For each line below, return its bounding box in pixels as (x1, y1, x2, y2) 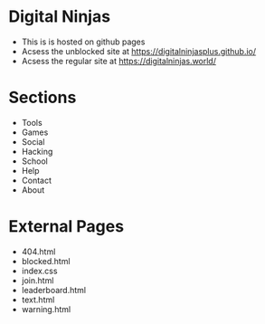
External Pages (8, 216, 124, 237)
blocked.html (21, 255, 71, 266)
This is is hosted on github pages (21, 36, 146, 47)
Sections (8, 88, 77, 108)
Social (21, 136, 45, 147)
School (21, 156, 49, 167)
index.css (21, 265, 58, 276)
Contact (21, 175, 52, 186)
